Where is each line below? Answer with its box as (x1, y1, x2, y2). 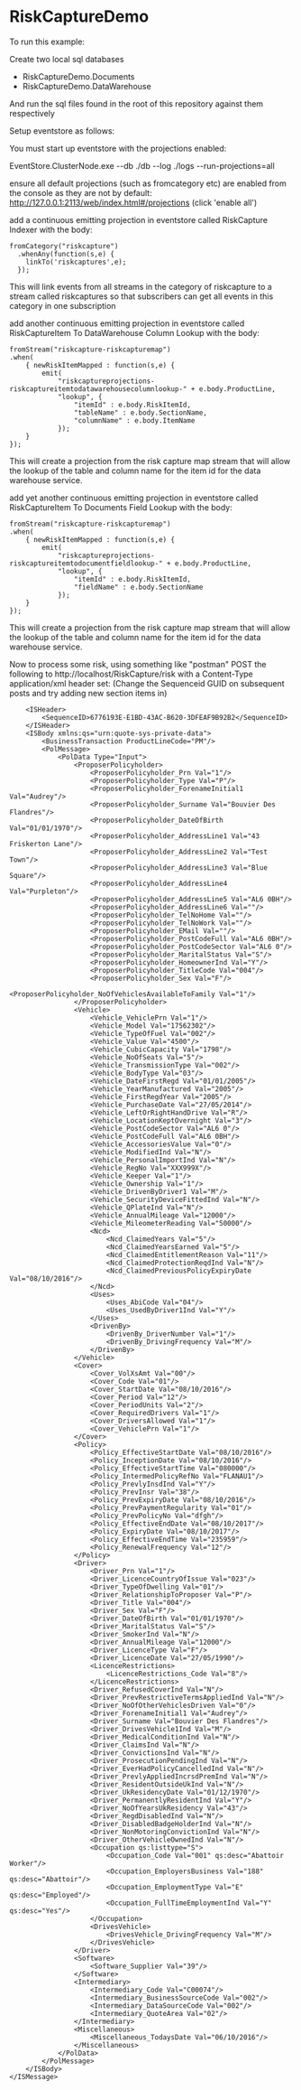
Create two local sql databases (9, 53, 124, 64)
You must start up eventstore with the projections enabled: (9, 143, 227, 154)
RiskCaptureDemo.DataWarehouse (22, 80, 151, 91)
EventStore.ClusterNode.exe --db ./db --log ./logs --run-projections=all (9, 160, 275, 171)
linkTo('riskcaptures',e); (25, 257, 127, 266)
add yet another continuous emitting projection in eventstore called (9, 492, 259, 503)
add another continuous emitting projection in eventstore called (9, 318, 245, 329)
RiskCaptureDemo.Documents (22, 70, 135, 82)
